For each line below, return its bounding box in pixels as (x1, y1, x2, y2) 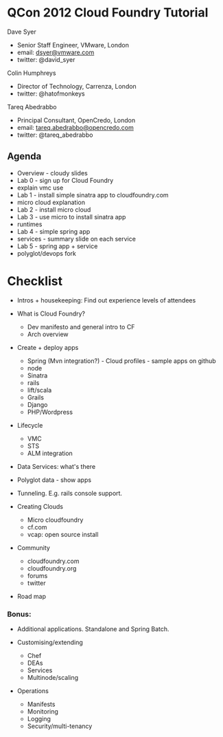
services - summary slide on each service (16, 234, 136, 243)
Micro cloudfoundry (27, 516, 84, 524)
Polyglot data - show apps (16, 476, 91, 484)
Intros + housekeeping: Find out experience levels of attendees (16, 296, 196, 304)
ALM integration (27, 449, 73, 457)
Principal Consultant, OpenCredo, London (16, 115, 136, 124)
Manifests (27, 700, 56, 708)
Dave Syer (7, 27, 36, 36)
